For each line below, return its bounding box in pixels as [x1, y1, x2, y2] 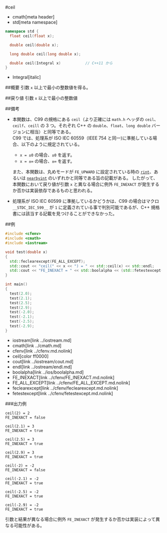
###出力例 [5, 401, 27, 407]
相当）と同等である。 [29, 129, 74, 135]
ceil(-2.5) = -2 [5, 489, 39, 494]
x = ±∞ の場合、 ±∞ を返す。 [19, 158, 75, 164]
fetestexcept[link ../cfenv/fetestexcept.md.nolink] [12, 390, 113, 396]
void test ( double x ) [5, 249, 48, 254]
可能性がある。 [13, 522, 45, 529]
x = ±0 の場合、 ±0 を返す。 [19, 152, 75, 158]
